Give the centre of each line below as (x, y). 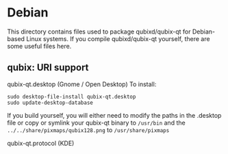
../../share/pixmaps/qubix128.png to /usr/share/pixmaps (88, 130)
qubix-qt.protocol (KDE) (41, 143)
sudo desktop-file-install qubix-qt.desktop (72, 97)
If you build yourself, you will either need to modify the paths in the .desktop (114, 115)
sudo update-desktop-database (50, 103)
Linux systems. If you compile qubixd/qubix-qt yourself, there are (118, 38)
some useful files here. (39, 46)
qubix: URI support (48, 67)
